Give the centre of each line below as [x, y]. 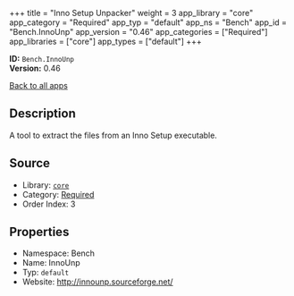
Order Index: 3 [49, 204]
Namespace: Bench [59, 253]
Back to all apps [39, 85]
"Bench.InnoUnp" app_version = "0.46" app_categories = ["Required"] [139, 32]
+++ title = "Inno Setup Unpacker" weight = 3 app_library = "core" [131, 13]
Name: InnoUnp [51, 263]
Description [42, 114]
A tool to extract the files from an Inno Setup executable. [113, 135]
